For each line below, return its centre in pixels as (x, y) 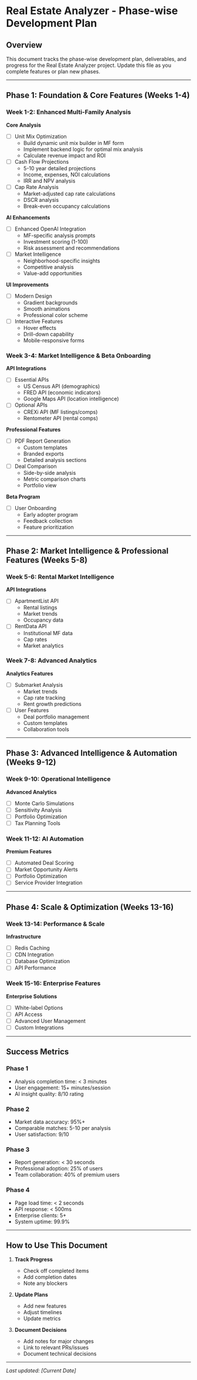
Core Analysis (24, 125)
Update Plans (31, 1295)
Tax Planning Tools (37, 823)
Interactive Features (39, 322)
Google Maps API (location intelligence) (71, 399)
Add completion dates (50, 1277)
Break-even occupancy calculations (67, 206)
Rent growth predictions (52, 704)
